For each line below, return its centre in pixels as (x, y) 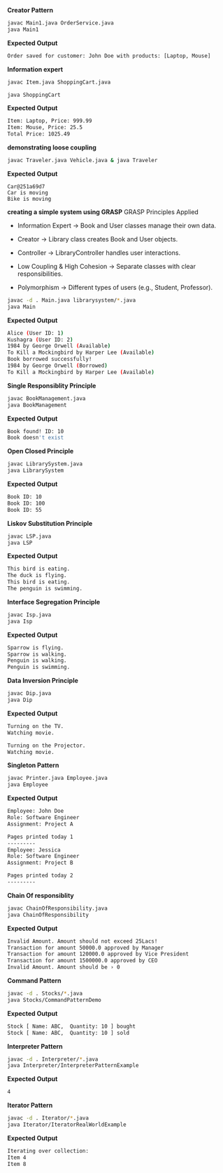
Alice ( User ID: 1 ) (36, 333)
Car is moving (28, 192)
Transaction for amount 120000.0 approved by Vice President (98, 954)
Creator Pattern (30, 10)
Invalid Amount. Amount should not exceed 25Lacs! (82, 941)
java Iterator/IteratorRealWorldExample (67, 1125)
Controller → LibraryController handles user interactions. (99, 253)
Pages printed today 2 (40, 876)
